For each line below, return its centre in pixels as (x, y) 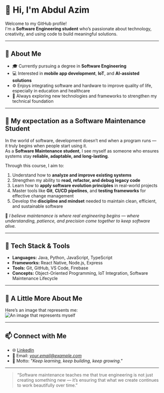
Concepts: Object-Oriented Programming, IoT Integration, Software (80, 273)
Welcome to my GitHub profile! (36, 23)
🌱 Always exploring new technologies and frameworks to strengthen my (84, 96)
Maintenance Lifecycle (35, 279)
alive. (10, 226)
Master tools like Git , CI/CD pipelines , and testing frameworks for (79, 191)
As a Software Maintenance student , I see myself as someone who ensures (82, 151)
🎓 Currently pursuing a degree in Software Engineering (69, 66)
